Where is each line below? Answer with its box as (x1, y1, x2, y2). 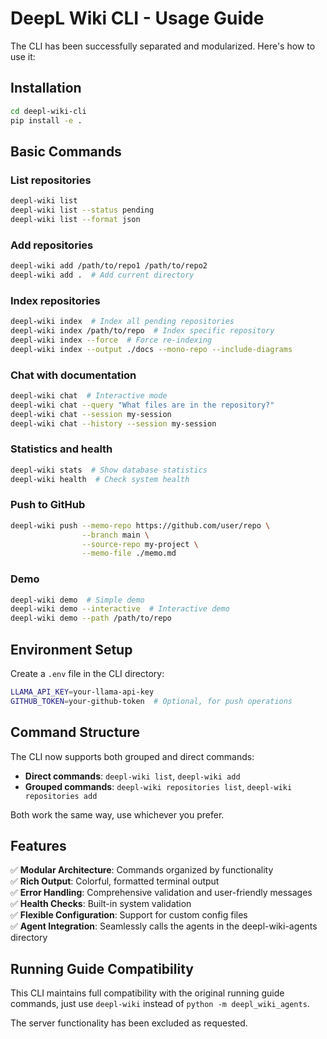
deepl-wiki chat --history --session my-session (10, 418, 217, 429)
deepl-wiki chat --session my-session (10, 409, 172, 419)
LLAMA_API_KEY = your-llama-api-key (10, 687, 155, 697)
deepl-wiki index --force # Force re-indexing (10, 335, 213, 345)
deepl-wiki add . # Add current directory (10, 270, 195, 280)
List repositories (10, 173, 92, 187)
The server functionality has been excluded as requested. (10, 1017, 248, 1029)
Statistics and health (10, 442, 113, 456)
